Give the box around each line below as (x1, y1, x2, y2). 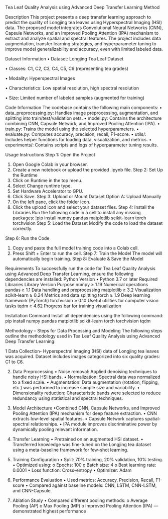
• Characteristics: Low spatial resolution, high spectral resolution (5, 85, 139, 91)
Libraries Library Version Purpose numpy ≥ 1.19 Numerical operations (5, 282, 148, 287)
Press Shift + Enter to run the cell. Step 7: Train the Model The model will (12, 250, 162, 256)
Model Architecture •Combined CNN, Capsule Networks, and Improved (12, 405, 160, 411)
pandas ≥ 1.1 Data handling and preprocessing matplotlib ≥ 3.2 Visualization (5, 287, 161, 293)
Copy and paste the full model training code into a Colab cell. (12, 245, 139, 251)
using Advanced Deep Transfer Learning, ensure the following (5, 271, 134, 277)
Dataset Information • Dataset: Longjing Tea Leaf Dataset (5, 56, 124, 62)
